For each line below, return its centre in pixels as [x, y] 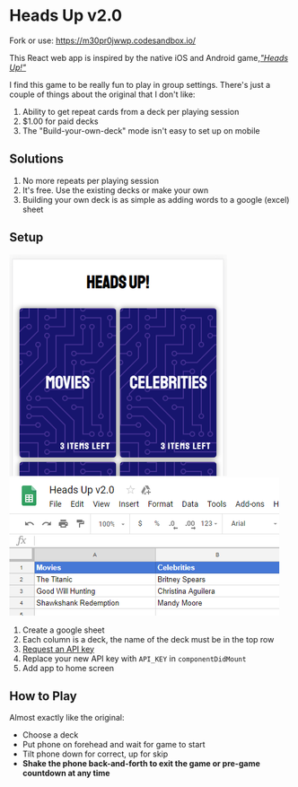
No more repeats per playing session [91, 180]
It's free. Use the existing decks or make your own [115, 190]
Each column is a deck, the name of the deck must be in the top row [148, 639]
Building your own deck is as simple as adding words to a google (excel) [156, 199]
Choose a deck [50, 735]
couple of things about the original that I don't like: [102, 94]
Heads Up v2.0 [66, 16]
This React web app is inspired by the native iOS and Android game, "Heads [149, 57]
